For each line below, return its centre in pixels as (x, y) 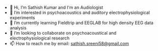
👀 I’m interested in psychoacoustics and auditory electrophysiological (80, 13)
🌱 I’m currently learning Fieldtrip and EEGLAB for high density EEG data (81, 23)
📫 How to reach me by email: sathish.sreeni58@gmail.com (69, 44)
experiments (22, 18)
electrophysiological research (40, 38)
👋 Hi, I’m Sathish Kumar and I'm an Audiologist (56, 7)
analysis (18, 28)
